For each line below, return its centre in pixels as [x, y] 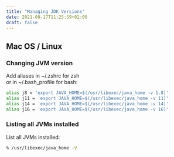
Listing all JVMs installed [42, 124]
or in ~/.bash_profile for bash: [42, 82]
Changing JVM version [40, 63]
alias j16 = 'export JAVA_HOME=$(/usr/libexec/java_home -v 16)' [87, 109]
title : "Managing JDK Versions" [45, 11]
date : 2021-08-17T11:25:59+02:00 [47, 17]
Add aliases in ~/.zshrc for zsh [43, 76]
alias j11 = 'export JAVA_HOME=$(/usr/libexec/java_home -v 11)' [87, 98]
